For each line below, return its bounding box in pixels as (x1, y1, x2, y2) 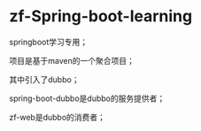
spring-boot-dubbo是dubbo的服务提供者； (9, 93, 166, 104)
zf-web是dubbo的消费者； (9, 112, 106, 122)
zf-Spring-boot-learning (9, 6, 193, 27)
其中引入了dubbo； (9, 73, 80, 85)
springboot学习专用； (9, 36, 89, 47)
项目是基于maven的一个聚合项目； (9, 55, 135, 65)
